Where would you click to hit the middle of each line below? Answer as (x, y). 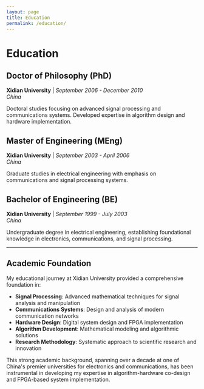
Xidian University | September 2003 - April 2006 (68, 155)
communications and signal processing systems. (67, 180)
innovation (28, 348)
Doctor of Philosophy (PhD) (59, 76)
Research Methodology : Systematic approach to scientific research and (106, 342)
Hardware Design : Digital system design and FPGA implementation (99, 322)
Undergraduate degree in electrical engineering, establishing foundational (99, 232)
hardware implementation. (39, 122)
